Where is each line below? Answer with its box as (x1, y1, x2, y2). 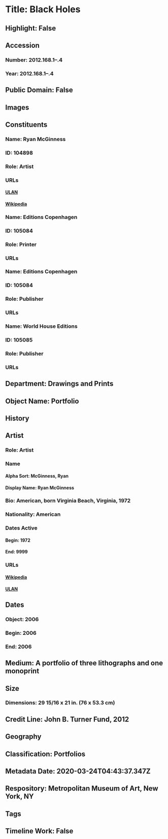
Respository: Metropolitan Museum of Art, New (5, 784, 158, 793)
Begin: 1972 (5, 537, 30, 543)
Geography (5, 732, 42, 741)
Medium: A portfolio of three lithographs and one (5, 659, 163, 667)
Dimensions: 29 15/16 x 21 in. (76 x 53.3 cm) (5, 699, 115, 706)
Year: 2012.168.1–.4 (5, 70, 54, 77)
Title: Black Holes (5, 4, 81, 15)
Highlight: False (5, 24, 56, 33)
